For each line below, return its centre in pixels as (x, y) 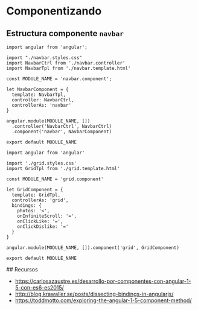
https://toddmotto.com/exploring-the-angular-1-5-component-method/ (103, 300)
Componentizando (54, 11)
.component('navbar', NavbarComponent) (62, 131)
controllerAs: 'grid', (40, 200)
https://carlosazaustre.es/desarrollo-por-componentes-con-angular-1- (103, 281)
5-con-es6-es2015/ (40, 287)
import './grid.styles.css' (42, 163)
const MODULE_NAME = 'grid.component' (55, 179)
